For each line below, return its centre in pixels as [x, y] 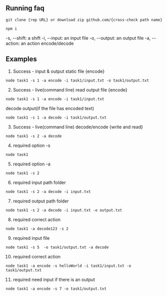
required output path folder [41, 201]
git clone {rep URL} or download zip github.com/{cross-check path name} [84, 20]
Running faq [25, 8]
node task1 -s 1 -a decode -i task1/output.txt [56, 118]
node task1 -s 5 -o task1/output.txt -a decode [57, 247]
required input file [31, 238]
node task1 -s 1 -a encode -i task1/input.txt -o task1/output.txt [77, 80]
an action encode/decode [47, 43]
